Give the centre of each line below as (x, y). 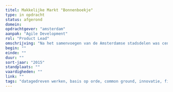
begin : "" (16, 48)
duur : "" (15, 57)
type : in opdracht (25, 15)
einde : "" (16, 53)
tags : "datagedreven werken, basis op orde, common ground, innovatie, (84, 81)
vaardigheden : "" (24, 72)
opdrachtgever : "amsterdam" (36, 29)
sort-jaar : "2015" (25, 62)
